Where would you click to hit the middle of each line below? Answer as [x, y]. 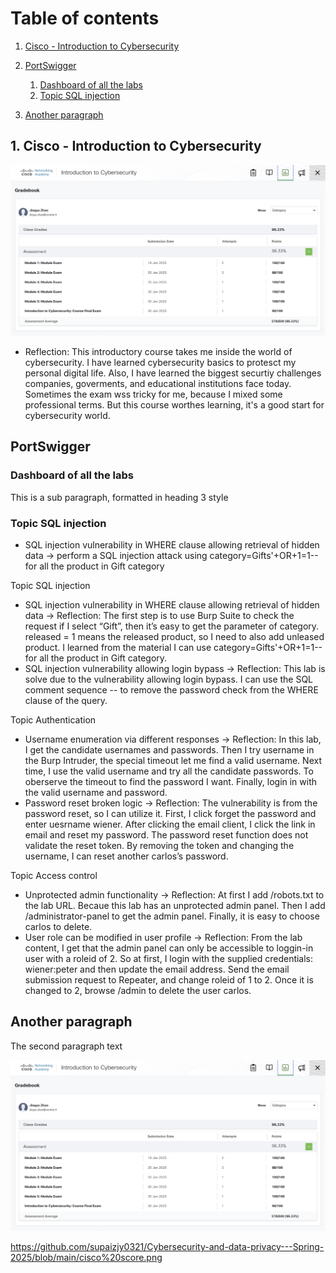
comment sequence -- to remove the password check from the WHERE [171, 689]
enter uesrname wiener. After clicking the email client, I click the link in [170, 824]
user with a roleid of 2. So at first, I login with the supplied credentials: [169, 958]
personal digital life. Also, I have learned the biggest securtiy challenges [173, 373]
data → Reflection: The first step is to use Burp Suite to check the [159, 615]
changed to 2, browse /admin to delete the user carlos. [138, 990]
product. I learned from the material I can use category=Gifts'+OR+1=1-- [173, 647]
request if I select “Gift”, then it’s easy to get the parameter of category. [172, 626]
